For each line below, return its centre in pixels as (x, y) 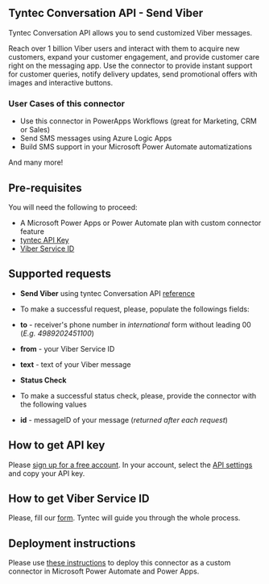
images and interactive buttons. (61, 82)
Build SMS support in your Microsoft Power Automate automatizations (136, 147)
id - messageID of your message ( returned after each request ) (124, 419)
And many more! (36, 163)
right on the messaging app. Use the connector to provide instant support (130, 65)
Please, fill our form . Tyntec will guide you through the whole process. (124, 518)
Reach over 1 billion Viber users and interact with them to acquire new (124, 48)
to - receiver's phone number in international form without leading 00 (135, 324)
